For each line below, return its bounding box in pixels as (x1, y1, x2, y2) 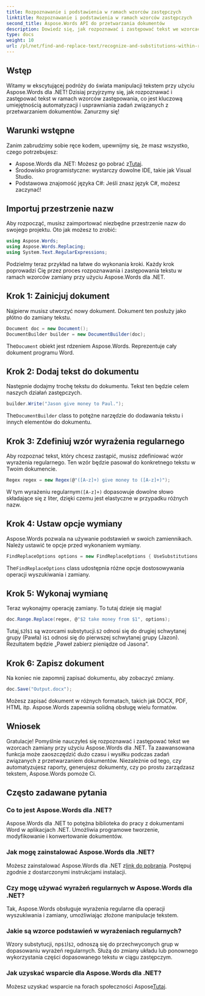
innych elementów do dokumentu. (6, 419, 92, 426)
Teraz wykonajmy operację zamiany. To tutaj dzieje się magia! (6, 605, 162, 612)
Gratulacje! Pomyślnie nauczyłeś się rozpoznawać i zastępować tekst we (6, 737, 190, 745)
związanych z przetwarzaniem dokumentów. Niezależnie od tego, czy (6, 757, 182, 764)
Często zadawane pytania (6, 788, 107, 798)
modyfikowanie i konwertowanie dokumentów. (6, 832, 123, 840)
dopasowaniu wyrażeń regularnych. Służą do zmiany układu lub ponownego (6, 947, 198, 955)
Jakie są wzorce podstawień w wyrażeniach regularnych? (6, 926, 182, 935)
